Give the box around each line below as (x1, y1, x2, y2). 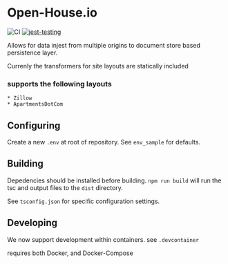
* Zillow (7, 95, 32, 102)
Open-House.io (7, 5, 98, 21)
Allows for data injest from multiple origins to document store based (7, 41, 200, 49)
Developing (7, 217, 57, 229)
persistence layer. (7, 48, 58, 57)
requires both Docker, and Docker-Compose (7, 249, 133, 257)
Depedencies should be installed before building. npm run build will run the (7, 176, 222, 185)
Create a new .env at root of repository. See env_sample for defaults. (7, 138, 201, 147)
